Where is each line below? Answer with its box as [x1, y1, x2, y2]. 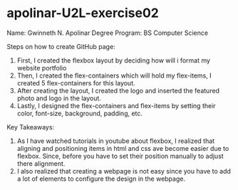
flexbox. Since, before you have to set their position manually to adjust [16, 152, 224, 160]
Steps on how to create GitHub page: [6, 42, 115, 51]
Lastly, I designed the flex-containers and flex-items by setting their [16, 101, 216, 110]
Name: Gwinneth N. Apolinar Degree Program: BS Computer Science [6, 28, 208, 37]
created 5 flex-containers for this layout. [16, 78, 136, 87]
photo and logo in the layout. [16, 94, 101, 102]
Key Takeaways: [6, 122, 55, 131]
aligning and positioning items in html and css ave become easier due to [16, 144, 229, 152]
